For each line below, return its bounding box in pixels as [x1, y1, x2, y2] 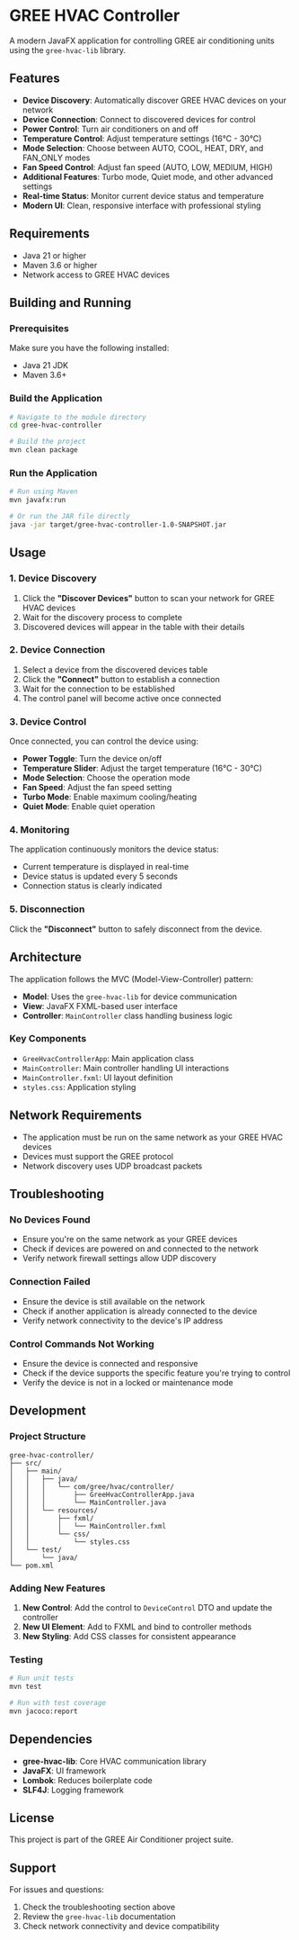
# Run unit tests [9, 1674, 75, 1683]
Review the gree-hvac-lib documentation [22, 1911, 177, 1922]
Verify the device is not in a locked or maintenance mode [22, 1376, 233, 1387]
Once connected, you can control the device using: [9, 735, 199, 747]
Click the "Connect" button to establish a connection [22, 673, 220, 684]
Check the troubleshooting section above [22, 1901, 176, 1913]
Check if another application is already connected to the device [22, 1305, 258, 1316]
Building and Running [9, 294, 132, 311]
